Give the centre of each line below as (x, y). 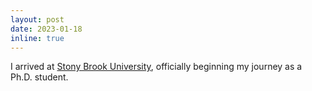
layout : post (37, 19)
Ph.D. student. (39, 77)
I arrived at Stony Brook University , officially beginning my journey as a (156, 67)
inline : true (37, 38)
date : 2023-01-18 (46, 29)
